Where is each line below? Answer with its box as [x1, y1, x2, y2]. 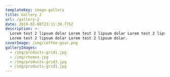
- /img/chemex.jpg [10, 54, 49, 60]
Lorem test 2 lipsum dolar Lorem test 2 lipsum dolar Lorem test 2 [10, 31, 155, 36]
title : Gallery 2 [5, 12, 42, 17]
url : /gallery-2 [5, 17, 39, 22]
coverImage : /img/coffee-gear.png [5, 41, 78, 46]
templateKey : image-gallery [5, 7, 65, 13]
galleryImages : [5, 45, 37, 50]
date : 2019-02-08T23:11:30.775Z [5, 21, 73, 27]
